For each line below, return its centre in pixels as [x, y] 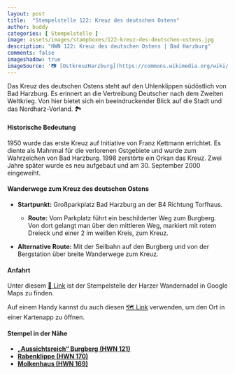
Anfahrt [19, 270]
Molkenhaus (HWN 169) [53, 364]
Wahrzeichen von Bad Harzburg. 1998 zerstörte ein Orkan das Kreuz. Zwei [115, 158]
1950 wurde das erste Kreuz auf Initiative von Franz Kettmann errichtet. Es [114, 143]
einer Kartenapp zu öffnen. [46, 317]
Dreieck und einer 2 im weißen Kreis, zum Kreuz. [98, 233]
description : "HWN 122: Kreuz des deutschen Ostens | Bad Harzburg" [109, 46]
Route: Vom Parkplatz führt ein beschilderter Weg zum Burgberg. [122, 218]
